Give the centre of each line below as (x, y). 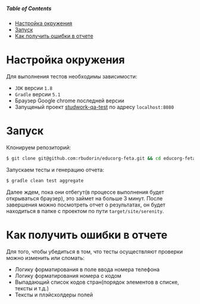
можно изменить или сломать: (46, 258)
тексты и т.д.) (32, 288)
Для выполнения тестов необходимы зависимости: (72, 76)
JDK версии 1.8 (33, 88)
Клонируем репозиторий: (39, 147)
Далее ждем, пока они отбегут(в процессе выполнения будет (85, 192)
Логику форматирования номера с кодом (68, 275)
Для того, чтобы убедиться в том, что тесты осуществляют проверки (95, 251)
